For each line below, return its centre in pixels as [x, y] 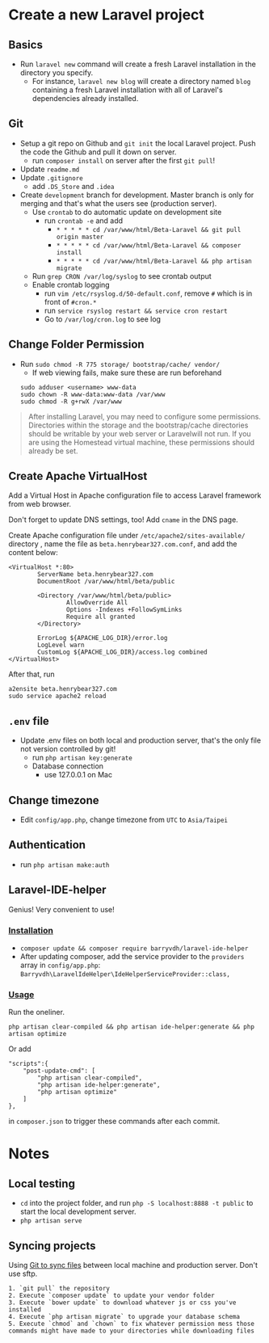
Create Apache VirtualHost [78, 476]
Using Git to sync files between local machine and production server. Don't [133, 1265]
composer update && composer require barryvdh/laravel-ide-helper [134, 948]
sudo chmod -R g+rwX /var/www [71, 402]
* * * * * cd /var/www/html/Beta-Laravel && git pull [149, 229]
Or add [20, 1049]
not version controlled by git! [68, 749]
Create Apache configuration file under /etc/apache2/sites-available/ [127, 536]
